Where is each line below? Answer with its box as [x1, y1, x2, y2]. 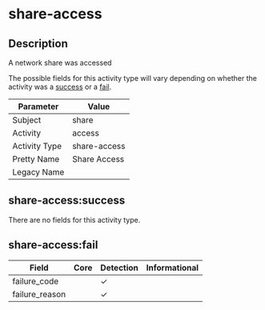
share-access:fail [8, 238, 98, 252]
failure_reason [12, 288, 66, 300]
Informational [146, 262, 199, 273]
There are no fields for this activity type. [8, 215, 141, 224]
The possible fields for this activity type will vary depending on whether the [8, 74, 258, 83]
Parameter [18, 101, 59, 112]
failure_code [12, 276, 59, 287]
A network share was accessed [8, 58, 112, 67]
